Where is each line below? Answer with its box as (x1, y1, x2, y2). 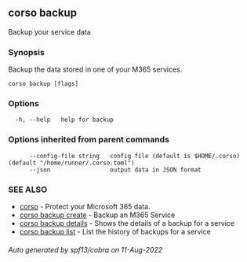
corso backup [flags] (8, 80, 79, 88)
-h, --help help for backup (15, 116, 114, 124)
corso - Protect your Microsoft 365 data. (19, 202, 151, 211)
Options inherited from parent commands (8, 134, 170, 145)
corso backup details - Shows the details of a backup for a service (19, 219, 235, 227)
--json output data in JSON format (28, 165, 202, 174)
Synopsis (8, 46, 45, 57)
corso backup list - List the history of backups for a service (19, 227, 212, 236)
